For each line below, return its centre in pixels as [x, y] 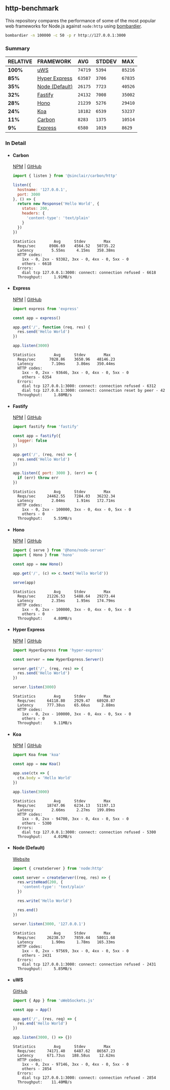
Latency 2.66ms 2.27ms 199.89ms [66, 810]
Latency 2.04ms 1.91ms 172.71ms [66, 501]
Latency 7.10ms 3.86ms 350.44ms [66, 364]
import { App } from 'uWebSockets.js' [54, 1001]
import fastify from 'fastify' [46, 427]
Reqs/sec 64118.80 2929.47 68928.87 [66, 701]
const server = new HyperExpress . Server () [58, 659]
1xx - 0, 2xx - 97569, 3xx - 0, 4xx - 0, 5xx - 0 [75, 951]
